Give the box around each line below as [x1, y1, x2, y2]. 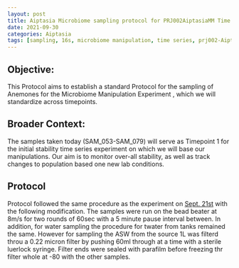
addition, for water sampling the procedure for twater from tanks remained [7, 222, 225, 230]
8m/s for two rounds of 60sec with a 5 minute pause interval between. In [7, 215, 221, 223]
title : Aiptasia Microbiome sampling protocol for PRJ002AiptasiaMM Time [7, 17, 231, 24]
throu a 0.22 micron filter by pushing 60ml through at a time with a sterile [7, 237, 222, 246]
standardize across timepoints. [7, 97, 98, 105]
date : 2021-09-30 [7, 24, 59, 31]
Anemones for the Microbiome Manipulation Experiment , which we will [7, 90, 216, 98]
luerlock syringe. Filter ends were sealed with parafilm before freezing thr [7, 244, 223, 253]
